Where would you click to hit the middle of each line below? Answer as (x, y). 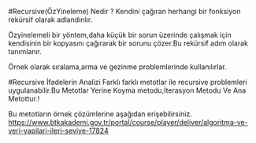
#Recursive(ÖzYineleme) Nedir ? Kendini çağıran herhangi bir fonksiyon (124, 11)
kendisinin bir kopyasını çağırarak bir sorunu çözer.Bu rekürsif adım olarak (128, 43)
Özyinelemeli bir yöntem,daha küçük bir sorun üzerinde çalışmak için (120, 35)
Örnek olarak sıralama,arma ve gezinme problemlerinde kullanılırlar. (117, 67)
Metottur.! (24, 99)
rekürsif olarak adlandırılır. (50, 20)
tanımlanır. (25, 51)
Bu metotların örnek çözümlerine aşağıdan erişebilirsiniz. (100, 114)
